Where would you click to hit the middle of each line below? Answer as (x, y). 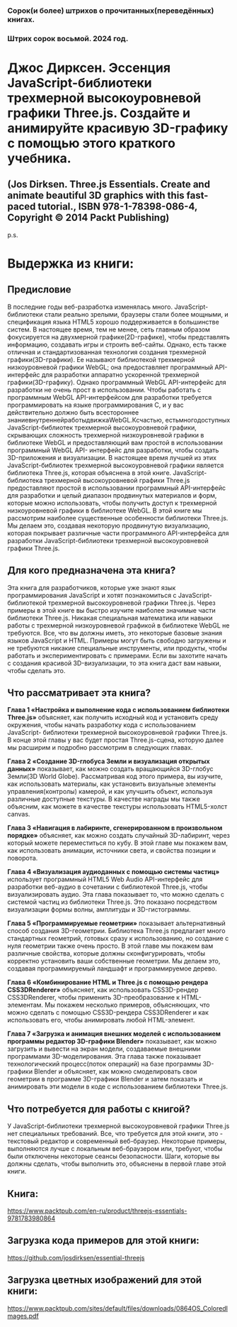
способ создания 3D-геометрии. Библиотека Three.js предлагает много (116, 931)
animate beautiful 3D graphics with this (96, 196)
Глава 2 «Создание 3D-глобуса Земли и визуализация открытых (109, 761)
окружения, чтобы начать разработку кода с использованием (102, 725)
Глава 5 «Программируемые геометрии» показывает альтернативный (117, 923)
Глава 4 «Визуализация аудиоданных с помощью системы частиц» (114, 872)
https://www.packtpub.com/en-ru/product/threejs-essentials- (97, 1211)
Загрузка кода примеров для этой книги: (103, 1241)
